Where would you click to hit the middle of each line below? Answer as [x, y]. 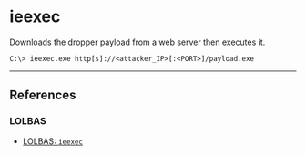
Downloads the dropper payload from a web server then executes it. [138, 42]
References [43, 95]
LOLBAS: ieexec [53, 141]
